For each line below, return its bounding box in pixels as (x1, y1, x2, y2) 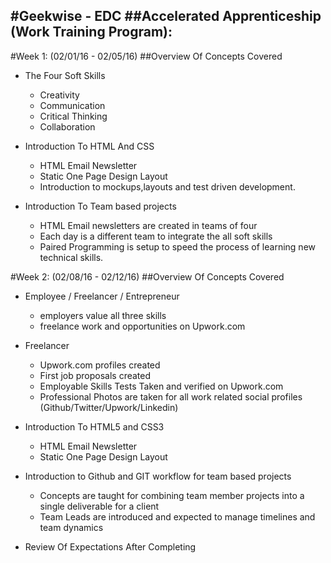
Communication (39, 99, 106, 111)
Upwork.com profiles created (39, 359, 161, 371)
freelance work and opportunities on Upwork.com (39, 320, 246, 332)
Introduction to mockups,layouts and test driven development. (39, 180, 296, 193)
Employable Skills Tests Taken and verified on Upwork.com (39, 380, 284, 392)
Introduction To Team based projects (24, 200, 177, 212)
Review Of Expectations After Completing (24, 540, 197, 553)
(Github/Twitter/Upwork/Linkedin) (39, 401, 179, 413)
